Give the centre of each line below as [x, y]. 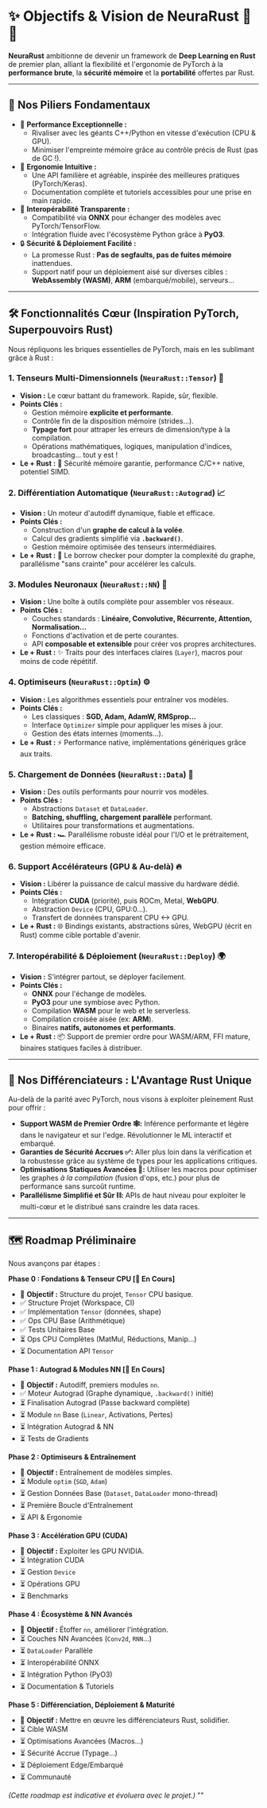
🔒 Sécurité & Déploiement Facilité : [78, 243]
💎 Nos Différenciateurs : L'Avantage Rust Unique [130, 1081]
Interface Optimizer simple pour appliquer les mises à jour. [128, 724]
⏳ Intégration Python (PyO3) [66, 1674]
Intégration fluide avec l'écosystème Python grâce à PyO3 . [128, 234]
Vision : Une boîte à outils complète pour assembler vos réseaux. [127, 602]
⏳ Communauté [45, 1777]
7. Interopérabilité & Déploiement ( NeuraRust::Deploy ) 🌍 [117, 956]
